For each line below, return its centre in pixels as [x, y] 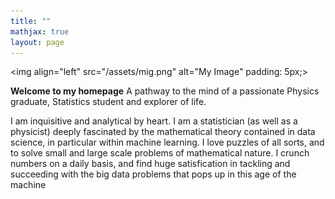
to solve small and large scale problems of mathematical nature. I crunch [160, 153]
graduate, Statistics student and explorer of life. [108, 102]
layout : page [37, 42]
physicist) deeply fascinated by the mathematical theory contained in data [163, 132]
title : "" [31, 21]
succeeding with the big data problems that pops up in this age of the [153, 174]
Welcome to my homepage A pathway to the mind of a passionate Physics [165, 91]
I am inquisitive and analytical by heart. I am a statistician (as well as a [154, 121]
